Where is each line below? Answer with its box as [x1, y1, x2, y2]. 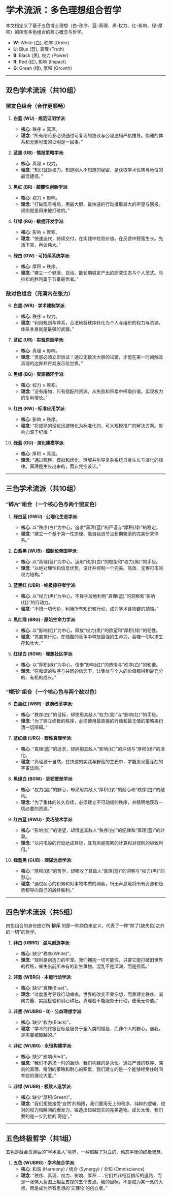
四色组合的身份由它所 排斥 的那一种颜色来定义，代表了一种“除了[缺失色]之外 [6, 922, 165, 929]
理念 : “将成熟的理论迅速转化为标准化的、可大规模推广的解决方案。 [20, 423, 159, 429]
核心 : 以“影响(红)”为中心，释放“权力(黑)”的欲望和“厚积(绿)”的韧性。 [20, 627, 161, 633]
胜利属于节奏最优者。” [34, 276, 79, 282]
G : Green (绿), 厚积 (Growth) [13, 65, 73, 71]
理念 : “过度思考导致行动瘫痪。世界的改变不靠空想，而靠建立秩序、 [20, 991, 159, 997]
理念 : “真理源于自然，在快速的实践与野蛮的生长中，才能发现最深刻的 [20, 758, 163, 764]
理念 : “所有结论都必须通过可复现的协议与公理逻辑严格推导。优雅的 [20, 132, 159, 138]
